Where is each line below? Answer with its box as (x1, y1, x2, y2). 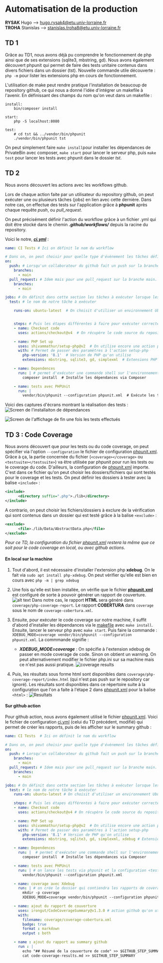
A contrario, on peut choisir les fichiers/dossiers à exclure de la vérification (5, 507, 155, 513)
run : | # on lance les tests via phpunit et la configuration (17, 868, 147, 873)
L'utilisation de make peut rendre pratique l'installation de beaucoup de (5, 82, 147, 88)
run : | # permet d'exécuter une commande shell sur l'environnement (17, 371, 160, 375)
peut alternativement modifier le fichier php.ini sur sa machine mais (19, 656, 154, 662)
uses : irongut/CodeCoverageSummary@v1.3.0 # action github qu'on (17, 908, 153, 913)
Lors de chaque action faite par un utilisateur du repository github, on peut (5, 191, 154, 197)
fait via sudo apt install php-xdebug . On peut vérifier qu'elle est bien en (12, 572, 157, 578)
